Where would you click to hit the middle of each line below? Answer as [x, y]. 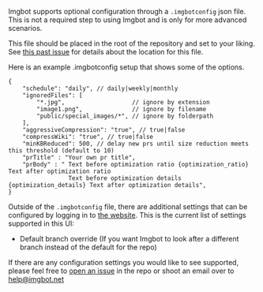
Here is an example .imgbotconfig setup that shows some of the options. [126, 67]
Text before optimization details [125, 178]
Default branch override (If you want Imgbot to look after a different [129, 239]
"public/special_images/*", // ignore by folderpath [125, 116]
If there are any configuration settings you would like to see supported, [124, 262]
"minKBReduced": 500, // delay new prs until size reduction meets [135, 144]
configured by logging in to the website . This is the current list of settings [127, 215]
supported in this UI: [41, 223]
